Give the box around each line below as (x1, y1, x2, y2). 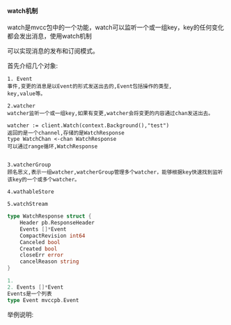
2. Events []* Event (7, 283, 64, 291)
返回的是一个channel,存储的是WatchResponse (7, 130, 125, 137)
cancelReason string (19, 258, 79, 265)
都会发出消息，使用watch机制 (7, 32, 93, 40)
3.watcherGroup (7, 161, 51, 169)
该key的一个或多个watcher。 (7, 176, 80, 183)
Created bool (19, 245, 58, 252)
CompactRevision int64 (19, 232, 86, 239)
